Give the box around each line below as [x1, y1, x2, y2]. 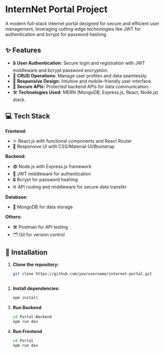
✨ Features [5, 46, 41, 55]
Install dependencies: [12, 285, 60, 291]
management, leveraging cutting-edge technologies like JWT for [5, 25, 141, 32]
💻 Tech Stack [5, 112, 50, 121]
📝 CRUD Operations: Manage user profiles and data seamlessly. [12, 72, 148, 78]
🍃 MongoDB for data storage [12, 204, 73, 210]
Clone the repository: [12, 261, 59, 268]
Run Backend [12, 305, 42, 310]
